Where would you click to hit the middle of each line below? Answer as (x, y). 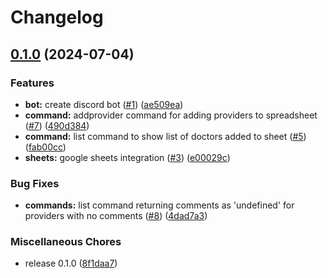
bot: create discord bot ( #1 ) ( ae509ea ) (104, 104)
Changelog (57, 17)
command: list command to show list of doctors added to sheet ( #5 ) (165, 136)
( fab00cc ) (45, 147)
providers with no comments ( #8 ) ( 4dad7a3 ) (116, 216)
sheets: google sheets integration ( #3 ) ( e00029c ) (127, 157)
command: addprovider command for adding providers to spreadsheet (171, 115)
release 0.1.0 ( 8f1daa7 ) (71, 263)
